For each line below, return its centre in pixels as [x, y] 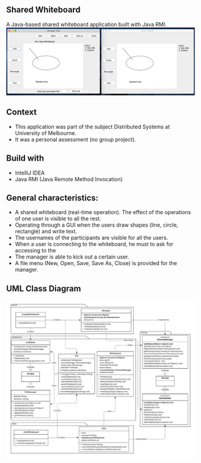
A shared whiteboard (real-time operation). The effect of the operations [103, 212]
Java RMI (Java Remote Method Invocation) [69, 179]
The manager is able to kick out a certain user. [72, 257]
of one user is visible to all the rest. [58, 219]
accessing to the [35, 251]
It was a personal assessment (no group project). [75, 139]
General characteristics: [52, 198]
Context [22, 112]
